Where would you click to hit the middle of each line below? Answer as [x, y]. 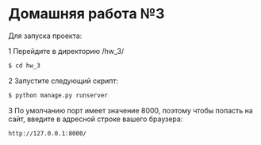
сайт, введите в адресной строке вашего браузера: [96, 119]
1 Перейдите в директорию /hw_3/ [66, 51]
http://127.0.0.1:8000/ [48, 133]
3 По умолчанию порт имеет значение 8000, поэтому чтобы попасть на [131, 110]
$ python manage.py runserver [58, 95]
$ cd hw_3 [25, 65]
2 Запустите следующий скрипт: [63, 81]
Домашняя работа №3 [86, 14]
